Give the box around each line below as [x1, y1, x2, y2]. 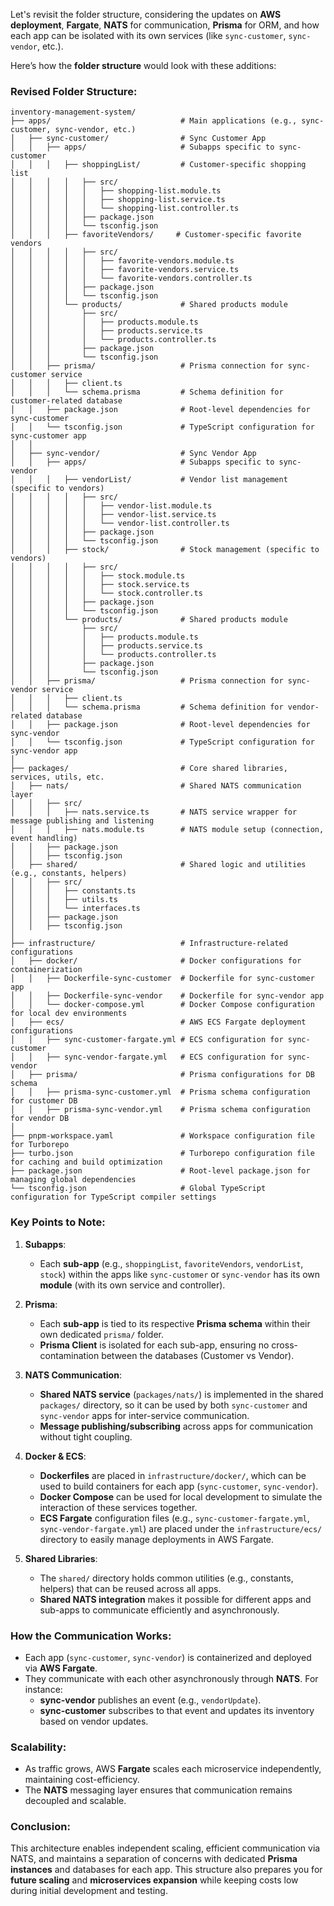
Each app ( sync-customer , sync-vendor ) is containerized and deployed [24, 1651, 312, 1663]
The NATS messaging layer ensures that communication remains [24, 1784, 293, 1796]
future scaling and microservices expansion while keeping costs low [10, 1874, 299, 1886]
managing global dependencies [10, 1175, 137, 1185]
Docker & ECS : [24, 1450, 87, 1462]
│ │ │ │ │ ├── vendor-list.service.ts [10, 510, 217, 520]
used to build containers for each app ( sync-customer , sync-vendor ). [39, 1480, 319, 1492]
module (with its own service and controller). [39, 1279, 226, 1291]
